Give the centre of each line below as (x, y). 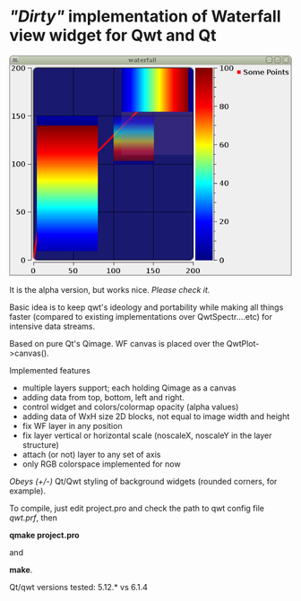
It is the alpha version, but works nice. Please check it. (110, 289)
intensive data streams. (52, 326)
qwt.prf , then (34, 518)
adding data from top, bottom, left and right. (103, 397)
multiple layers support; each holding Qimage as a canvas (129, 388)
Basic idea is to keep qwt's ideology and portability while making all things (146, 307)
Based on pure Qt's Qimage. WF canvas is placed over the (117, 343)
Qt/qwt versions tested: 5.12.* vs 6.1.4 (78, 587)
